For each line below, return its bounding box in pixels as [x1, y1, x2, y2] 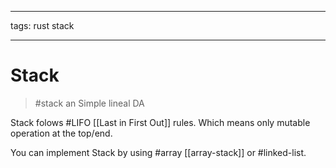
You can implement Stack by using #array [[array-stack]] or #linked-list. [10, 146, 307, 158]
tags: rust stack [10, 20, 75, 31]
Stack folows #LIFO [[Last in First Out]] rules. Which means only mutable [10, 116, 311, 128]
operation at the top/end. [10, 127, 113, 139]
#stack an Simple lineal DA [34, 97, 145, 109]
